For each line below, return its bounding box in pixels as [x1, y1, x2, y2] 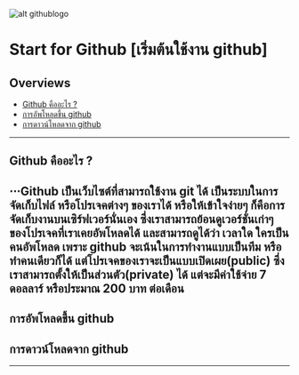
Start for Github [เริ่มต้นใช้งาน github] [9, 40, 269, 60]
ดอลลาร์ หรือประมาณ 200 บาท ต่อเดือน [9, 281, 185, 296]
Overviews [9, 76, 71, 91]
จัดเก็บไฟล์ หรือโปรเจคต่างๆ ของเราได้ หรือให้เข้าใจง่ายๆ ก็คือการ [9, 197, 286, 212]
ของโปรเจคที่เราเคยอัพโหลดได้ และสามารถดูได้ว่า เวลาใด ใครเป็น [9, 225, 289, 240]
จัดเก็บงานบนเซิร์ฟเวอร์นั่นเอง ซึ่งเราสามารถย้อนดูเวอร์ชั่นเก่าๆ [9, 211, 274, 227]
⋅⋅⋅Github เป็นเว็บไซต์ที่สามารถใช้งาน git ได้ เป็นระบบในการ [9, 183, 279, 199]
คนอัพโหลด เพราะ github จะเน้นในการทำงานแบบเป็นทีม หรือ [9, 239, 282, 254]
